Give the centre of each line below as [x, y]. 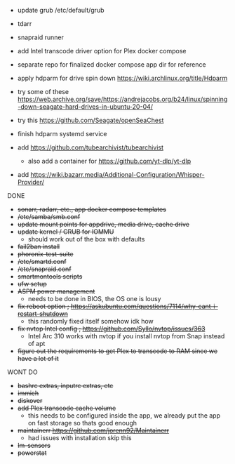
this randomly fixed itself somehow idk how [91, 321]
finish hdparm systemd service [62, 134]
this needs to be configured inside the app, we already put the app [124, 416]
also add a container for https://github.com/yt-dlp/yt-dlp [109, 161]
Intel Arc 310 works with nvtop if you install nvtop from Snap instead [126, 336]
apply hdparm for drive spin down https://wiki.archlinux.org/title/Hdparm [122, 78]
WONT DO [22, 372]
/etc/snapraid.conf [44, 269]
